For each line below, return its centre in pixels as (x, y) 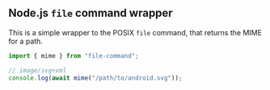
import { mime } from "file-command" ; (74, 55)
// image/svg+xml (38, 70)
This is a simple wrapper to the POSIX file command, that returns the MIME (135, 32)
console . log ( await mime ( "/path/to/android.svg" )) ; (95, 78)
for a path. (25, 41)
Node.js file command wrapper (91, 13)
